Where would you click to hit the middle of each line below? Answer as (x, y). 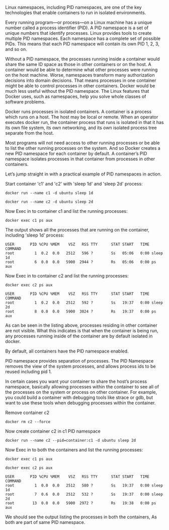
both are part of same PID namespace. (45, 522)
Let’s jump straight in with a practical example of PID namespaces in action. (83, 174)
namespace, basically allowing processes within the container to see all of (82, 387)
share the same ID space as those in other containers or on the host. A (78, 64)
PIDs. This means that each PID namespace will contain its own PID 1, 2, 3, (82, 44)
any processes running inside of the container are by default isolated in (79, 336)
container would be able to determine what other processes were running (81, 70)
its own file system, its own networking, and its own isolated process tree (81, 128)
